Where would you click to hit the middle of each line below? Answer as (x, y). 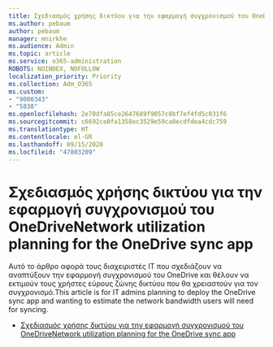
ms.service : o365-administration (65, 62)
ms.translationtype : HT (49, 129)
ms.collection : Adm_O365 (50, 84)
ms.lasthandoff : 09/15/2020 (56, 144)
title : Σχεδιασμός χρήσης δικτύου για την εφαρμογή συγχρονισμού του (129, 16)
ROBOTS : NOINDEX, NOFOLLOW (54, 69)
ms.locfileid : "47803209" (52, 152)
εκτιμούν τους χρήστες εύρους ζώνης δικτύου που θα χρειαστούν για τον (133, 284)
